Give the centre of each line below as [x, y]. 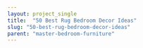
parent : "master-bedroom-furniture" [61, 34]
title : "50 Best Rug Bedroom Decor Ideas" [72, 20]
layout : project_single [42, 14]
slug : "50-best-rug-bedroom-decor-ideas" [69, 27]
